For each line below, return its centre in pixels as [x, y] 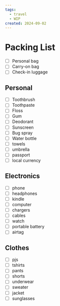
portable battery [28, 227]
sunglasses [23, 298]
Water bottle [24, 138]
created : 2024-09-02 [26, 23]
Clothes [17, 248]
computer [22, 204]
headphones [24, 193]
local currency [26, 160]
